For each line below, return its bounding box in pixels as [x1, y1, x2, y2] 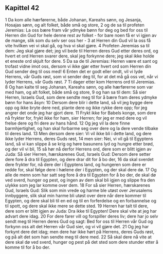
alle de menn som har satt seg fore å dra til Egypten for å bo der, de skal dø [5, 172, 156, 178]
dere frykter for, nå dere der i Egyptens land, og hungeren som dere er [5, 162, 146, 167]
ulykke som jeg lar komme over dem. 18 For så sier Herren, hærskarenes [5, 182, 150, 188]
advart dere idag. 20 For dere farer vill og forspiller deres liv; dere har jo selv [5, 213, 158, 219]
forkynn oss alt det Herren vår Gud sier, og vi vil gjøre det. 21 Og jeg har [5, 223, 149, 229]
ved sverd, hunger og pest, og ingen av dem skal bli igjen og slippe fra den [5, 177, 155, 183]
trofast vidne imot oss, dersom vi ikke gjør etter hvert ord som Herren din [5, 63, 151, 69]
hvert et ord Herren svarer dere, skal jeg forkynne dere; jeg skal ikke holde [5, 53, 155, 59]
